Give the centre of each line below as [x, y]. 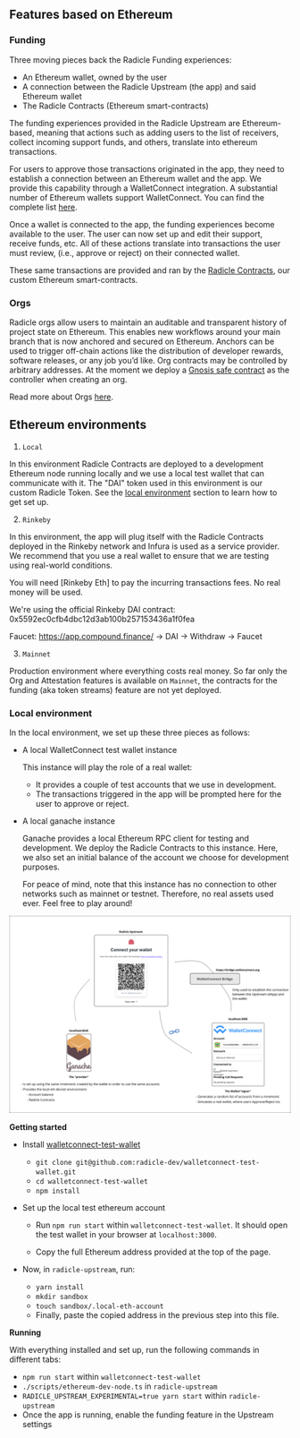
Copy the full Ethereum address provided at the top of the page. [153, 1252]
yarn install [60, 1287]
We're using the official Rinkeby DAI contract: [92, 609]
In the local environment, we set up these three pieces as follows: [130, 732]
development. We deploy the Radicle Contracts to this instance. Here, [150, 848]
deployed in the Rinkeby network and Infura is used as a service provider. [144, 546]
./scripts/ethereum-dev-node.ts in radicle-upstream [120, 1386]
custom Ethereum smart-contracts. [74, 279]
